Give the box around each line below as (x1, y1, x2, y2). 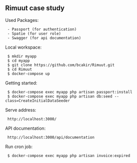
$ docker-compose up (7, 71, 50, 76)
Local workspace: (5, 44, 42, 50)
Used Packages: (5, 17, 39, 23)
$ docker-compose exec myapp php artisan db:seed (7, 94, 113, 99)
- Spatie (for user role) (7, 31, 61, 36)
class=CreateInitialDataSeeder (5, 98, 70, 103)
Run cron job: (5, 144, 33, 150)
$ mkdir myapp (7, 54, 37, 59)
